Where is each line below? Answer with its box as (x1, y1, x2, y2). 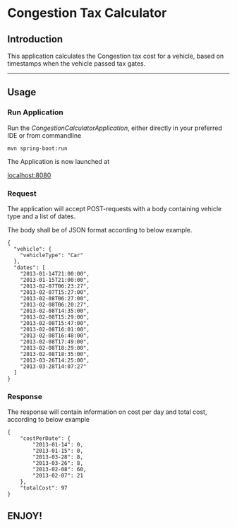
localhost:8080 (7, 171, 51, 179)
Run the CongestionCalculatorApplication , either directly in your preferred (7, 124, 222, 132)
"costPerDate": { (20, 435, 71, 442)
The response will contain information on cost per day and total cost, (7, 408, 207, 416)
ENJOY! (7, 510, 42, 522)
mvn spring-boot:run (7, 145, 68, 152)
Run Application (7, 107, 63, 117)
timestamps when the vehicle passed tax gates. (7, 59, 146, 68)
